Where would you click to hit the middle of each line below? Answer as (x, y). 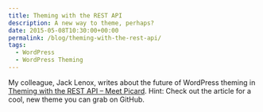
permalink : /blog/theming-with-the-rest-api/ (85, 38)
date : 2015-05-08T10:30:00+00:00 (64, 30)
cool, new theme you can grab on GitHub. (77, 99)
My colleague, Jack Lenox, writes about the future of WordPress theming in (132, 82)
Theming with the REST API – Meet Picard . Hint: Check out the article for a (130, 91)
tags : (17, 45)
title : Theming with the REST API (66, 15)
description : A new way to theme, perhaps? (81, 23)
